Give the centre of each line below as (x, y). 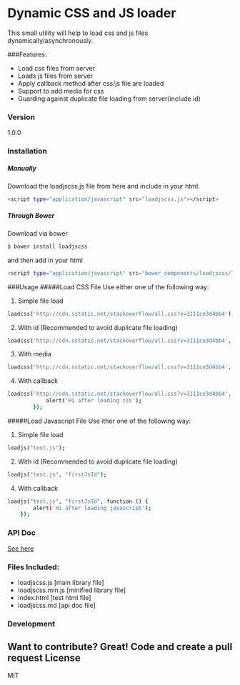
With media (35, 354)
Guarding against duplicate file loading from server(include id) (109, 99)
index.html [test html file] (54, 597)
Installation (27, 151)
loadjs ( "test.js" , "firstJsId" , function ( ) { (78, 501)
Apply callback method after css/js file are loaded (91, 83)
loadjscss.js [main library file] (61, 582)
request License (44, 658)
